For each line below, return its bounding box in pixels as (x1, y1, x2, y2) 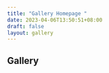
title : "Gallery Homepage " (7, 10, 88, 17)
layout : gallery (7, 29, 53, 36)
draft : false (7, 23, 45, 30)
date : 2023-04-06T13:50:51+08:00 (7, 17, 103, 23)
